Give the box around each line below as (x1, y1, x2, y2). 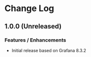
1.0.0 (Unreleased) (4, 22, 61, 30)
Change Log (4, 3, 54, 14)
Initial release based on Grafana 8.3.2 (11, 47, 87, 53)
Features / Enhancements (4, 37, 66, 43)
